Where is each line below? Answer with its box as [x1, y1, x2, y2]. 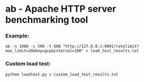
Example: [5, 32, 29, 39]
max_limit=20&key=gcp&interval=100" [5, 48, 84, 54]
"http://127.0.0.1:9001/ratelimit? [62, 44, 139, 49]
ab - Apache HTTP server [5, 3, 117, 15]
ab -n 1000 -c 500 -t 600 [5, 44, 61, 49]
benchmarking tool [5, 14, 88, 26]
